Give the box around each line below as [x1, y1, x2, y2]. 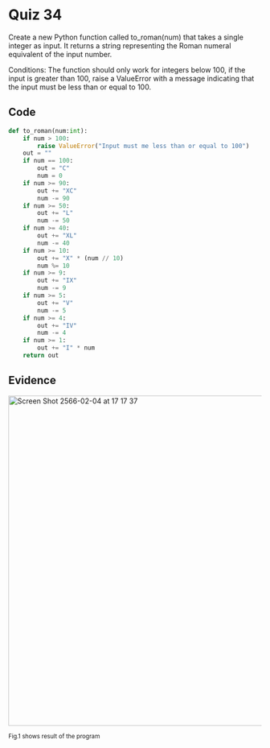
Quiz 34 [8, 6, 63, 24]
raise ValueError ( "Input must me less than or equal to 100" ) [37, 142, 250, 150]
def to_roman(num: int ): [8, 126, 88, 134]
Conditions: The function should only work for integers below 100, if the [8, 64, 246, 74]
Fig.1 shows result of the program [8, 732, 100, 740]
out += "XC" [37, 187, 78, 195]
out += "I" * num [37, 344, 95, 352]
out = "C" [37, 164, 70, 172]
